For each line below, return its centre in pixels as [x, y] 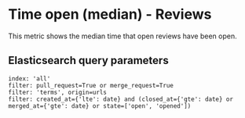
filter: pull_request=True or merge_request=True [91, 85]
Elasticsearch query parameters [88, 61]
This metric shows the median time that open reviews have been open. [122, 36]
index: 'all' [29, 79]
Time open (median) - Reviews [110, 14]
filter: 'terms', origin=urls [58, 92]
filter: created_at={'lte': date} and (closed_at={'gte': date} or [121, 99]
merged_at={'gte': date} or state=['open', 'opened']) [100, 106]
